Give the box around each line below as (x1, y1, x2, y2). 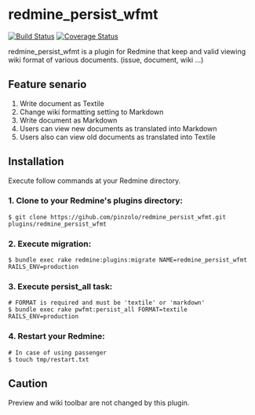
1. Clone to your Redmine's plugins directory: (8, 195, 183, 206)
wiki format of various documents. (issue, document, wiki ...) (8, 55, 204, 64)
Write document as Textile (19, 98, 104, 108)
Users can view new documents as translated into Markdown (19, 123, 217, 133)
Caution (8, 377, 49, 391)
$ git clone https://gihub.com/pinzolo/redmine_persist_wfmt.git (8, 213, 226, 221)
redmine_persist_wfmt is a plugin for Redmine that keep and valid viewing (8, 46, 246, 56)
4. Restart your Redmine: (8, 331, 105, 342)
